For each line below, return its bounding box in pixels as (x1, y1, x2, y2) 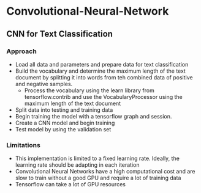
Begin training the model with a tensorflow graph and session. (15, 112, 172, 120)
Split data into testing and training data (15, 106, 113, 114)
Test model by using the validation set (15, 125, 112, 133)
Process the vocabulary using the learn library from (24, 87, 154, 94)
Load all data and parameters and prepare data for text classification (15, 60, 189, 68)
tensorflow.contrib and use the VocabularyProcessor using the (24, 93, 183, 100)
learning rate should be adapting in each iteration (15, 161, 140, 169)
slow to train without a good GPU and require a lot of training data (15, 174, 181, 181)
